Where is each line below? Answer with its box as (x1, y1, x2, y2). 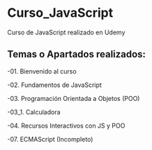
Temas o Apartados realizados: (7, 48, 146, 60)
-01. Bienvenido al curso (7, 67, 77, 75)
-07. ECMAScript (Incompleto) (7, 135, 93, 143)
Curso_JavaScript (7, 5, 114, 21)
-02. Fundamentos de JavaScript (7, 81, 102, 89)
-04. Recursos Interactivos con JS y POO (7, 121, 126, 130)
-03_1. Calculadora (7, 107, 61, 116)
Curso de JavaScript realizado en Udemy (7, 28, 126, 36)
